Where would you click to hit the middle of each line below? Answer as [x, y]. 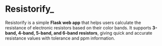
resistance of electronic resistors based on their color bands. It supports [78, 27]
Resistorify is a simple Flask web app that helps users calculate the [73, 23]
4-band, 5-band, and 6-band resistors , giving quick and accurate [85, 33]
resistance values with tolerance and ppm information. [60, 38]
